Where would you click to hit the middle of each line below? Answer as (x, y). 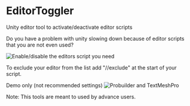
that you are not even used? (40, 45)
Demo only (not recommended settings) (54, 85)
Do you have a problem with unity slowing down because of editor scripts (95, 38)
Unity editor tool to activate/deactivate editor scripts (69, 27)
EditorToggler (40, 11)
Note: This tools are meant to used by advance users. (71, 97)
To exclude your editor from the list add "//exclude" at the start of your (91, 67)
